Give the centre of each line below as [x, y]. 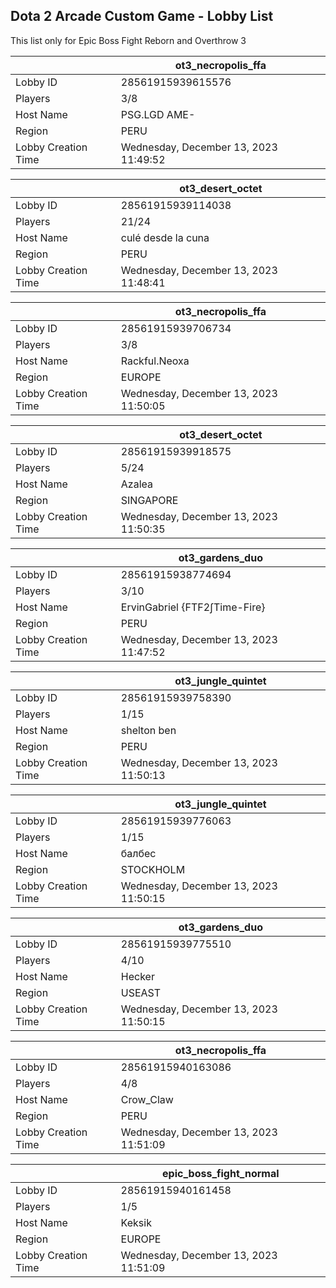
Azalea [136, 484]
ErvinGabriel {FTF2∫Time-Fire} [193, 607]
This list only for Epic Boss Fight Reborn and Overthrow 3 [128, 40]
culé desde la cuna [165, 237]
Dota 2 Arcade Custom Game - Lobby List [142, 16]
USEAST [141, 992]
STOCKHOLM [153, 869]
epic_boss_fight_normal [221, 1173]
